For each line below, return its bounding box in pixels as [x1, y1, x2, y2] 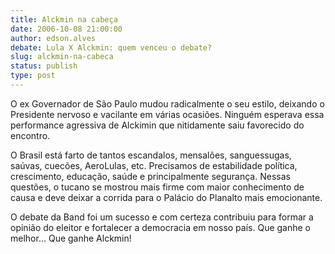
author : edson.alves [10, 33, 97, 43]
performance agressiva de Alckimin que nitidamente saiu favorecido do [10, 119, 305, 131]
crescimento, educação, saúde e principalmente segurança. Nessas [10, 170, 291, 182]
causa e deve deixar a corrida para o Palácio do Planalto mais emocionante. [10, 191, 323, 203]
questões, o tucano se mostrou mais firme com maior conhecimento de [10, 181, 305, 193]
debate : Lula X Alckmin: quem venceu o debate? [10, 42, 213, 53]
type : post [10, 71, 56, 81]
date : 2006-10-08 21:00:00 [10, 24, 123, 34]
